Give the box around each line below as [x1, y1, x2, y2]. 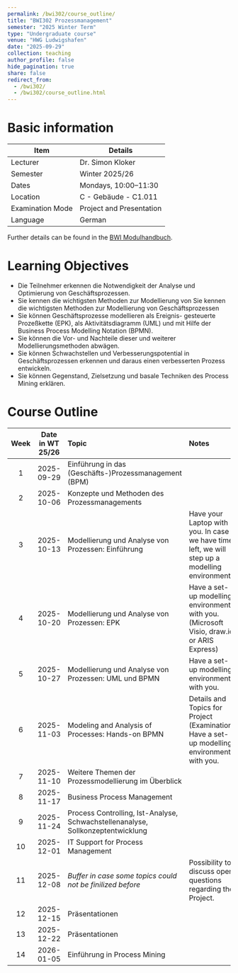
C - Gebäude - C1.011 [79, 192, 158, 202]
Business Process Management [67, 792, 173, 802]
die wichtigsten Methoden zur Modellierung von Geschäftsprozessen [17, 304, 220, 312]
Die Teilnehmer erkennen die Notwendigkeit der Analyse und [17, 281, 195, 290]
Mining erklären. [17, 380, 66, 387]
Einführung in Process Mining [67, 950, 166, 960]
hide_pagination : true [7, 63, 74, 70]
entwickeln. [17, 364, 52, 372]
